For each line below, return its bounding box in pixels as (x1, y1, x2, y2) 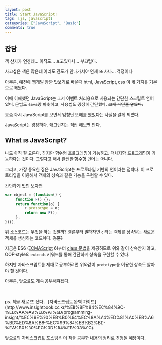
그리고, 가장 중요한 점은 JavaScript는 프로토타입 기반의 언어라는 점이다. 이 (5, 166, 145, 172)
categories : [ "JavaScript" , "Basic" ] (5, 20, 81, 26)
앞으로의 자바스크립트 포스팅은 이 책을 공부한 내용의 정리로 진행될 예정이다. (5, 335, 146, 341)
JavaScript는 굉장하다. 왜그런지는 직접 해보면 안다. (5, 122, 101, 128)
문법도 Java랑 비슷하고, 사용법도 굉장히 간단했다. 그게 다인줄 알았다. (15, 101, 144, 107)
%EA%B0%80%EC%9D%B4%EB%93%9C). (5, 325, 95, 330)
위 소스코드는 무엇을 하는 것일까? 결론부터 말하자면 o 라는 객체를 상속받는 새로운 (5, 229, 155, 235)
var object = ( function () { (5, 192, 62, 197)
